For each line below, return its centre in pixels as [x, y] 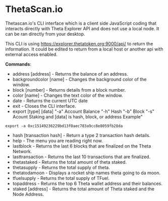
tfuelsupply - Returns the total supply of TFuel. [61, 178]
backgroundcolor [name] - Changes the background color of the [79, 79]
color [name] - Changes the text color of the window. [68, 95]
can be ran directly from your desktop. [45, 34]
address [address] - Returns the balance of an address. [70, 74]
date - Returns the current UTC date [50, 100]
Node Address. [28, 194]
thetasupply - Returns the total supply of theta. [61, 167]
